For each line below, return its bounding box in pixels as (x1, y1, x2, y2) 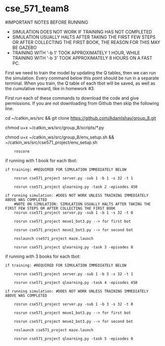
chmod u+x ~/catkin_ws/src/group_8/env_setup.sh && (5, 134, 115, 140)
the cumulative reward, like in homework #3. (5, 85, 95, 91)
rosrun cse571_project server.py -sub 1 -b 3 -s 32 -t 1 (14, 272, 133, 277)
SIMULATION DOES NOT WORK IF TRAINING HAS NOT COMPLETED (12, 29, 152, 35)
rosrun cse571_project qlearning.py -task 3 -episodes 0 (14, 244, 133, 249)
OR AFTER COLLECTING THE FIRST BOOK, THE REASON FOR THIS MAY (12, 39, 161, 45)
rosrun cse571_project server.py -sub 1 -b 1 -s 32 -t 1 (14, 175, 133, 180)
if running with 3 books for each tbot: (5, 253, 81, 259)
